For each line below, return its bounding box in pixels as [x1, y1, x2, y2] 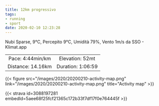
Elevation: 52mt [59, 55, 95, 62]
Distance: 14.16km [7, 63, 52, 70]
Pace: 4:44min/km [8, 55, 51, 62]
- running [5, 16, 26, 21]
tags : [5, 12, 16, 17]
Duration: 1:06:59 [56, 63, 98, 70]
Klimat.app [5, 44, 27, 50]
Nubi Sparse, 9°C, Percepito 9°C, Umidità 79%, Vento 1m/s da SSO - [5, 39, 144, 45]
